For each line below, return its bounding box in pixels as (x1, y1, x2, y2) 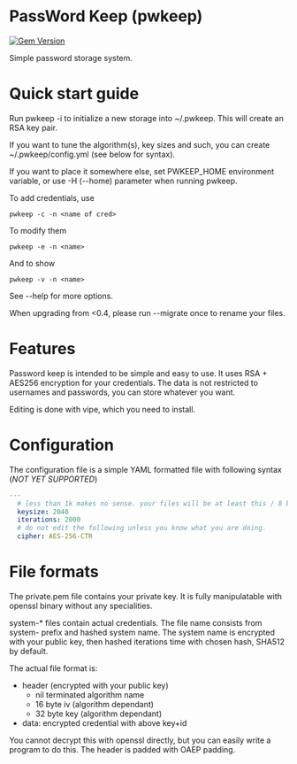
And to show (9, 258, 56, 268)
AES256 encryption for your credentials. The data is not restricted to (9, 377, 259, 388)
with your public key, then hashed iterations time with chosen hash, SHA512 (9, 636, 286, 647)
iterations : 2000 (17, 515, 81, 524)
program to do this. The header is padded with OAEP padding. (9, 744, 236, 754)
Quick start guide (9, 84, 140, 104)
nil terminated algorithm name (34, 689, 145, 700)
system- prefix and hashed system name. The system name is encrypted (9, 627, 276, 637)
